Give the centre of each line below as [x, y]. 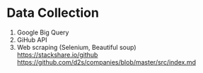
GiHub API [32, 39]
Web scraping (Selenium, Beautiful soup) [76, 47]
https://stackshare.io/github [57, 55]
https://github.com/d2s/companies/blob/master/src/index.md [106, 62]
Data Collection [53, 13]
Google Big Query [43, 32]
